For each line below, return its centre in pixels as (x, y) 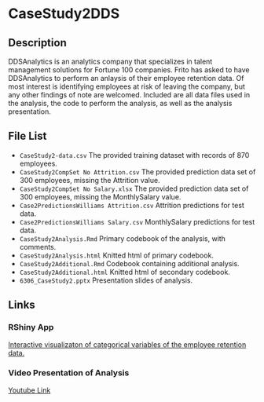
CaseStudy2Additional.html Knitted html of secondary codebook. (125, 272)
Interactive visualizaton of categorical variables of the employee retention (127, 344)
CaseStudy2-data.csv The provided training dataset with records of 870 (134, 155)
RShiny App (31, 327)
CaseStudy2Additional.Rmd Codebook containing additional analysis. (129, 263)
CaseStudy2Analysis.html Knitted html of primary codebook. (117, 255)
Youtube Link (29, 390)
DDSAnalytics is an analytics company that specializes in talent (110, 61)
